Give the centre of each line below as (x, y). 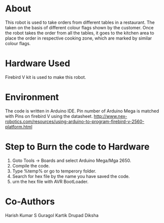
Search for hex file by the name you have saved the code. (71, 176)
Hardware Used (38, 64)
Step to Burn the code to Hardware (77, 147)
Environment (32, 97)
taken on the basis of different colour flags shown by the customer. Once (80, 27)
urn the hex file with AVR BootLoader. (50, 181)
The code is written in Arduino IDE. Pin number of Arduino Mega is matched (82, 111)
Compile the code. (31, 166)
